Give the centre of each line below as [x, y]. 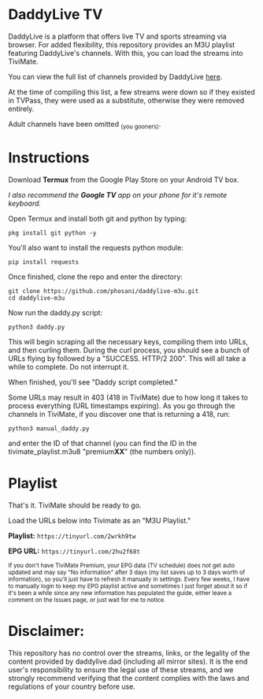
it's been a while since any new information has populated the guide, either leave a [120, 593]
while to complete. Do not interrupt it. [69, 366]
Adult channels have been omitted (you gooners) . [85, 125]
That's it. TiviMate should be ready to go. [75, 505]
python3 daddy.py [37, 327]
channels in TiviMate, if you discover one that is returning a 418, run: [119, 414]
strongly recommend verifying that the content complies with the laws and [129, 678]
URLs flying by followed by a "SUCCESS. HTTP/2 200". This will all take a [127, 358]
